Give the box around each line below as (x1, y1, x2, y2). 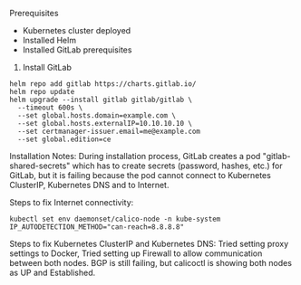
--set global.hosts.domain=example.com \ (17, 111, 177, 120)
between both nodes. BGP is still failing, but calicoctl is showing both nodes (9, 258, 293, 268)
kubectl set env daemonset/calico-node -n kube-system (9, 214, 221, 223)
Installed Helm (22, 35, 77, 45)
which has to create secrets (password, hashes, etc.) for (72, 160, 283, 171)
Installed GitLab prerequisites (22, 44, 132, 55)
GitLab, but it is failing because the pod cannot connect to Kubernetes (9, 170, 272, 180)
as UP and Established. (9, 267, 96, 278)
